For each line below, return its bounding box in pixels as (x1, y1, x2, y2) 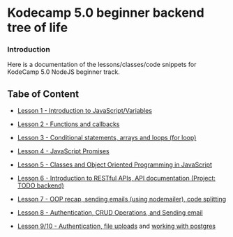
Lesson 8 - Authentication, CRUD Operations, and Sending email (17, 208, 204, 217)
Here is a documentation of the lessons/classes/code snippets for (7, 61, 197, 69)
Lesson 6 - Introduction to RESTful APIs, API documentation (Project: (17, 174, 216, 183)
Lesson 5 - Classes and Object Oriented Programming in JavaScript (17, 160, 213, 169)
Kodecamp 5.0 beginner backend (7, 5, 204, 21)
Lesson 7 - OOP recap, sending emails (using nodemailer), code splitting (17, 195, 227, 204)
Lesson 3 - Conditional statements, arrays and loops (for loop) (17, 134, 197, 142)
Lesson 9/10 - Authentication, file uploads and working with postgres (17, 222, 216, 231)
